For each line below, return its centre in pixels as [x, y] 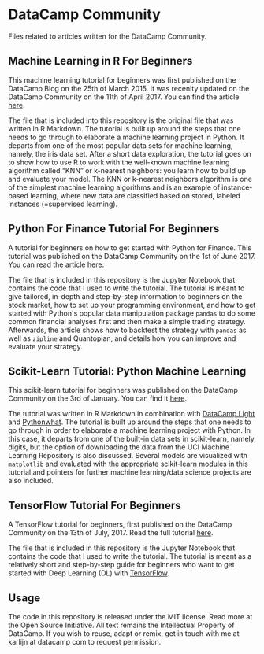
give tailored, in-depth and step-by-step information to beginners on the [125, 296]
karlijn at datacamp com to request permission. [85, 642]
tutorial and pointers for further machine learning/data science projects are [130, 472]
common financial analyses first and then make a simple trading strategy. [127, 321]
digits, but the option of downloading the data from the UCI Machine [119, 447]
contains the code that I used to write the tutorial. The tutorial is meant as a [130, 556]
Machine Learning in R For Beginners [100, 61]
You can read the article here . [56, 264]
